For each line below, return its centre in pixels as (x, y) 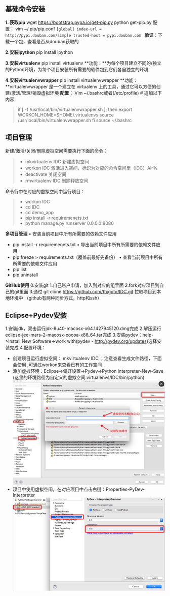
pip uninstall (25, 275)
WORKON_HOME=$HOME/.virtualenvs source (66, 115)
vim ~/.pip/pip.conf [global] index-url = (58, 28)
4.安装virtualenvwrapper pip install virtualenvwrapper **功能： (72, 80)
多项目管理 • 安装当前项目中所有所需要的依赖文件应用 (61, 233)
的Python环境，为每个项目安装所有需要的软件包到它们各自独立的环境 (77, 69)
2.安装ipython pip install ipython (39, 52)
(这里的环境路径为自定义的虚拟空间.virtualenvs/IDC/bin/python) (78, 377)
